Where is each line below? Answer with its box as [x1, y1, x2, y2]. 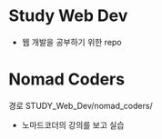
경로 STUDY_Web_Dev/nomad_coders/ [8, 100, 153, 111]
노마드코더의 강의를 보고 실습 [21, 119, 125, 130]
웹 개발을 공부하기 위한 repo [21, 36, 122, 47]
